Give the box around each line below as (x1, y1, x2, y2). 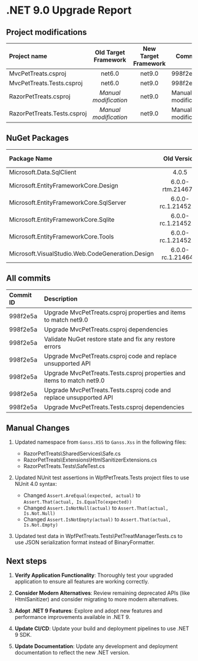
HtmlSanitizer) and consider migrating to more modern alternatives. (14, 596, 179, 603)
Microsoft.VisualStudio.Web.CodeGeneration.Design (9, 249, 154, 257)
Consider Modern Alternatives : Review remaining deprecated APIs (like (14, 589, 190, 596)
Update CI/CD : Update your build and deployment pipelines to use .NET (14, 625, 190, 632)
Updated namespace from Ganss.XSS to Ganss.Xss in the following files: (14, 438, 187, 446)
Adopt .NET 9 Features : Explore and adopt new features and (14, 607, 163, 614)
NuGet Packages (6, 133, 69, 143)
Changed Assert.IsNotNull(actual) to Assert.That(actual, (23, 504, 169, 512)
